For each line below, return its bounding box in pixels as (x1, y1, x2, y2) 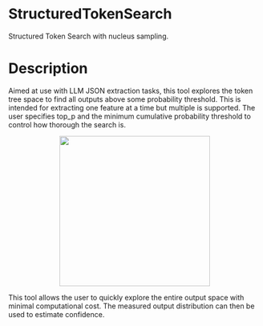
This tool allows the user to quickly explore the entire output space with (8, 292, 245, 302)
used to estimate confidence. (8, 309, 105, 319)
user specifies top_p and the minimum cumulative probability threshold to (8, 111, 251, 121)
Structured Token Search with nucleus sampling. (8, 31, 169, 41)
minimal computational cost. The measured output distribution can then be (8, 301, 255, 311)
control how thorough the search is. (8, 119, 127, 129)
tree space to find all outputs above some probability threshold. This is (8, 94, 241, 104)
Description (8, 59, 88, 78)
